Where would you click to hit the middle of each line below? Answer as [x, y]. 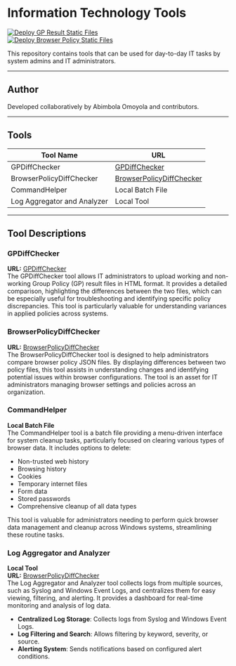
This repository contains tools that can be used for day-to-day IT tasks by [114, 53]
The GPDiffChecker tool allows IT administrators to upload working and [110, 276]
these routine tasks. [36, 535]
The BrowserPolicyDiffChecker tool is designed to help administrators [108, 354]
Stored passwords [44, 498]
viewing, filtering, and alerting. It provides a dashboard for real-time [105, 598]
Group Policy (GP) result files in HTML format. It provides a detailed [130, 284]
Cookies [29, 476]
